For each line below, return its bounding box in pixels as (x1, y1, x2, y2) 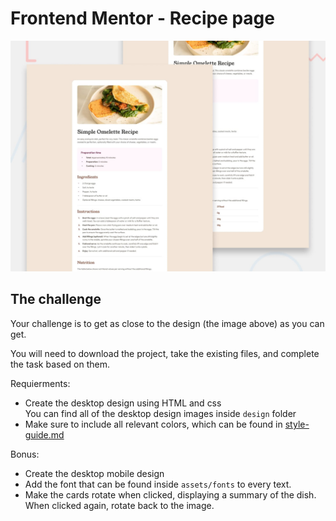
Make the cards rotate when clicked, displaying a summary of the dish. (24, 488, 317, 501)
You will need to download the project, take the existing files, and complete (10, 347, 320, 359)
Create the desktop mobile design (24, 467, 165, 479)
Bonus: (10, 448, 40, 460)
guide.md (24, 428, 65, 441)
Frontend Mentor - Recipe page (10, 7, 275, 30)
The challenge (10, 291, 102, 308)
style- (284, 418, 310, 430)
